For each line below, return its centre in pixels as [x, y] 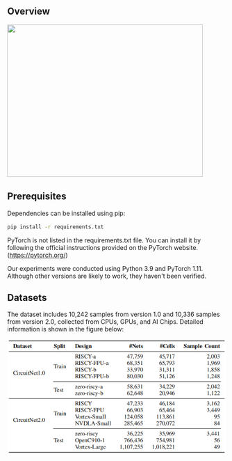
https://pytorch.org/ [38, 255]
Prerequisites [37, 197]
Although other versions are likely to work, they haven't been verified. [107, 276]
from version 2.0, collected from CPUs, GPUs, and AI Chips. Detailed [105, 322]
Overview [29, 11]
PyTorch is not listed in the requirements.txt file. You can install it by [104, 240]
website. [186, 247]
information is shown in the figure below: [66, 329]
